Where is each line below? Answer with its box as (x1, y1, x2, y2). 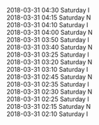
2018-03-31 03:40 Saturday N (6, 43, 93, 51)
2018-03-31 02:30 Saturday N (6, 87, 93, 96)
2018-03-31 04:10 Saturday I (6, 21, 89, 29)
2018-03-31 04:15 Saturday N (6, 13, 91, 22)
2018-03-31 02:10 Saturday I (6, 110, 89, 118)
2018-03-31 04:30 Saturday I (6, 6, 90, 14)
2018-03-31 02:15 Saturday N (6, 103, 91, 110)
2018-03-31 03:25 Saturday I (6, 50, 90, 59)
